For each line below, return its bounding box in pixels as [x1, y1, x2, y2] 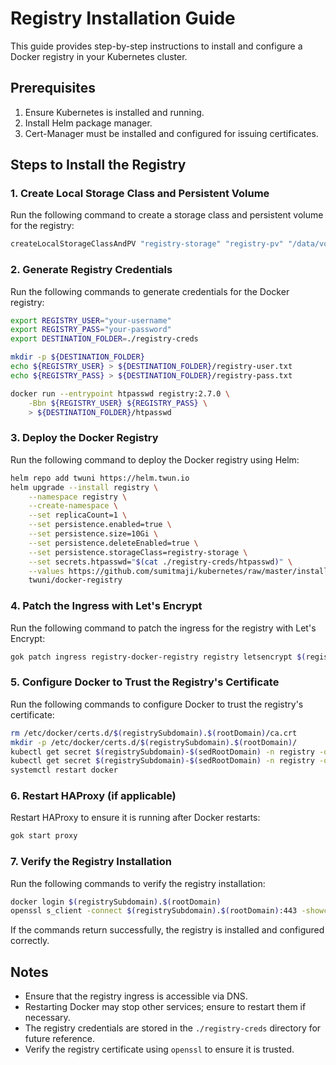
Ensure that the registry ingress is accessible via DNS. [24, 990, 248, 1002]
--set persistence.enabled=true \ [28, 520, 172, 530]
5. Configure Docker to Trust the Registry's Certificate [10, 675, 280, 689]
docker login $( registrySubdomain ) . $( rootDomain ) [10, 897, 222, 907]
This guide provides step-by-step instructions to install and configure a [10, 40, 303, 52]
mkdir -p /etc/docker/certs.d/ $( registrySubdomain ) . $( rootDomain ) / [10, 737, 298, 747]
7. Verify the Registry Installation [10, 855, 172, 869]
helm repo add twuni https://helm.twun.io [10, 473, 190, 483]
